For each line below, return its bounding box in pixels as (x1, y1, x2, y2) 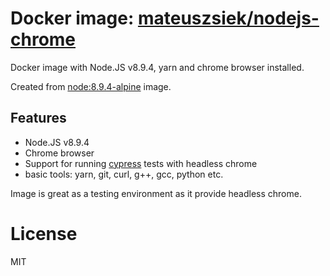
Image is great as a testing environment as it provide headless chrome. (10, 187, 302, 199)
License (10, 222, 78, 245)
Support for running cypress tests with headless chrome (24, 157, 258, 169)
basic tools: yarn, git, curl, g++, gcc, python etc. (24, 168, 224, 180)
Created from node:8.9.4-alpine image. (10, 80, 172, 92)
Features (10, 110, 67, 127)
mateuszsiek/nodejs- (137, 7, 320, 30)
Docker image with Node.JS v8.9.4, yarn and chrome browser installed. (10, 61, 305, 73)
